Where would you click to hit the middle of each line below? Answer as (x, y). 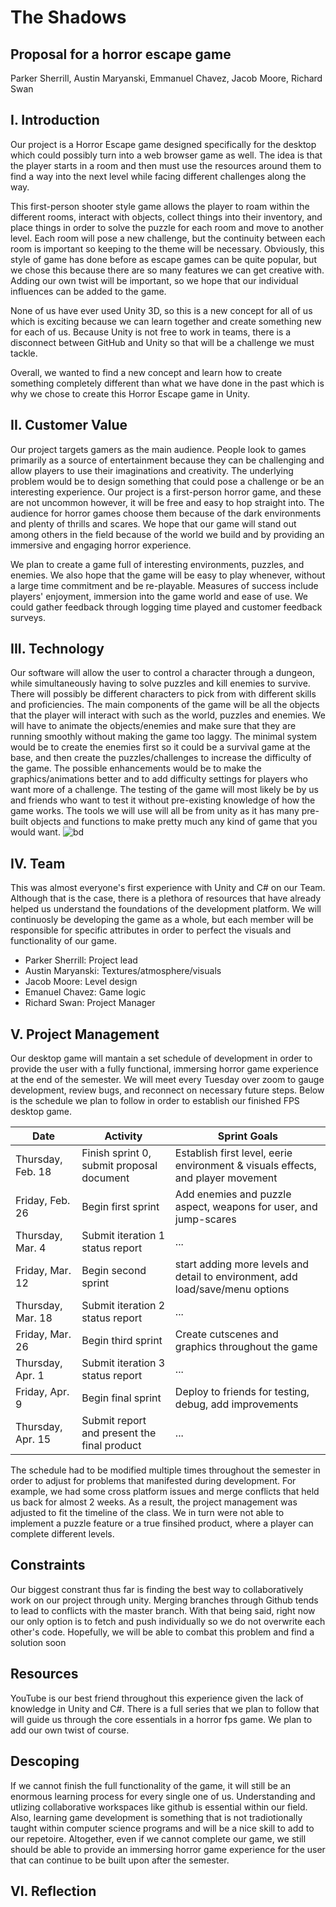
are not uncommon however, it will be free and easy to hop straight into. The (167, 502)
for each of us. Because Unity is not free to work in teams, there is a (151, 332)
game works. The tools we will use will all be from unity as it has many (155, 811)
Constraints (48, 1565)
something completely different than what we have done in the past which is (167, 383)
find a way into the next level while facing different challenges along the (158, 176)
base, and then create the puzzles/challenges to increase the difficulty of (161, 758)
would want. (35, 832)
